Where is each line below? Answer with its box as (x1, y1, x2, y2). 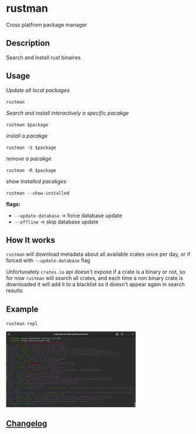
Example (6, 304, 39, 314)
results (6, 287, 23, 294)
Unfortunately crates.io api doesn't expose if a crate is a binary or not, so (6, 268, 186, 275)
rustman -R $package (6, 167, 57, 173)
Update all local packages (6, 86, 70, 94)
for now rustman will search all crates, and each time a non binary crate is (6, 275, 184, 282)
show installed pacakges (6, 178, 66, 185)
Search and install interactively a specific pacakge (6, 109, 129, 116)
